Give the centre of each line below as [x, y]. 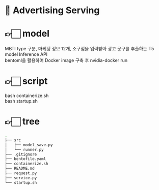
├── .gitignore [21, 154]
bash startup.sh [21, 101]
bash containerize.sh [27, 96]
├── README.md [20, 169]
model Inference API [26, 54]
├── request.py [21, 173]
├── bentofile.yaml [25, 159]
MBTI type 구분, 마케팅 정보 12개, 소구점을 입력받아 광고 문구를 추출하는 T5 [79, 49]
